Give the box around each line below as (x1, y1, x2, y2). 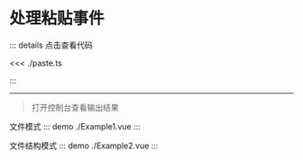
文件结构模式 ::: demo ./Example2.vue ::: (9, 140, 159, 151)
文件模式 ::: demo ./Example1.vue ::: (9, 120, 142, 131)
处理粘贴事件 (9, 8, 106, 29)
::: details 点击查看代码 (9, 40, 93, 50)
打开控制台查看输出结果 (31, 102, 119, 112)
